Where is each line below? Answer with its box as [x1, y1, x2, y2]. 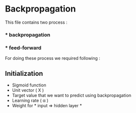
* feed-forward [5, 44, 42, 51]
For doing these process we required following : [5, 56, 101, 61]
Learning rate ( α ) [12, 98, 48, 103]
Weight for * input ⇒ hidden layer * [12, 102, 82, 108]
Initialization [5, 69, 44, 78]
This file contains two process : [5, 19, 68, 25]
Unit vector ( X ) [12, 87, 44, 93]
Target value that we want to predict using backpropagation [12, 92, 132, 98]
